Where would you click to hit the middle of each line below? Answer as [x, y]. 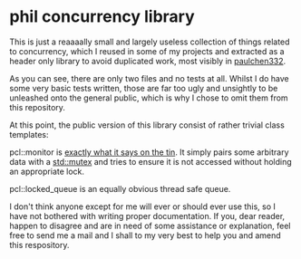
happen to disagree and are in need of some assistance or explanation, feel [150, 225]
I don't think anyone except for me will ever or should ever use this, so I [143, 206]
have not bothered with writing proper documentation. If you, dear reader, [147, 216]
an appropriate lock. [47, 171]
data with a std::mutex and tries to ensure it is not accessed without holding [150, 161]
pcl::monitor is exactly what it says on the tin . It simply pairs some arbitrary [149, 152]
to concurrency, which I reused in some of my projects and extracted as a [147, 51]
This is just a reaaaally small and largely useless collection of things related [150, 42]
